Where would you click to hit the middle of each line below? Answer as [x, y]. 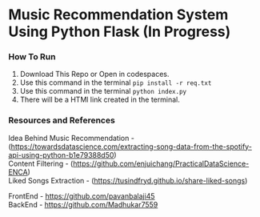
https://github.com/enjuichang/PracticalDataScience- [161, 163]
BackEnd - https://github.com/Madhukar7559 [83, 204]
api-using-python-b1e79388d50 [61, 155]
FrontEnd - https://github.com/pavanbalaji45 [82, 196]
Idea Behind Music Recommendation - [71, 138]
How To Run [32, 57]
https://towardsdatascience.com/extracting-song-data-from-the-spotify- [131, 147]
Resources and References [62, 120]
